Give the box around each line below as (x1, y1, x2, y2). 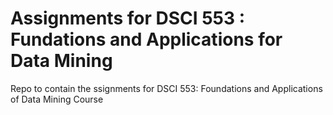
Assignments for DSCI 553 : (10, 7, 246, 30)
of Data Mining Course (10, 93, 104, 105)
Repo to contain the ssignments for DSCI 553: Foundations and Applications (10, 82, 323, 94)
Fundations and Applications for (10, 28, 283, 51)
